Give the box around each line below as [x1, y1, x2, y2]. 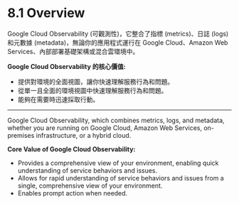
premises [7, 131, 35, 139]
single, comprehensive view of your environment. [17, 181, 163, 190]
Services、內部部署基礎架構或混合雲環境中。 [7, 47, 139, 55]
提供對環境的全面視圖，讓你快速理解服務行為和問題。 [17, 77, 174, 86]
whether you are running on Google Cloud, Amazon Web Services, [7, 123, 203, 132]
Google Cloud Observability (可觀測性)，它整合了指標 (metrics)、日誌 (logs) [7, 29, 229, 38]
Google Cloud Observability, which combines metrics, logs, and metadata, [7, 116, 225, 124]
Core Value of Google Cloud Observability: [7, 144, 136, 154]
